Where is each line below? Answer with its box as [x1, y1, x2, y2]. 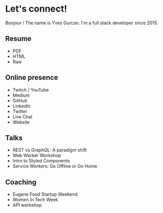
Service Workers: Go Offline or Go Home [12, 163, 97, 169]
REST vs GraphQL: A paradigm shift [12, 147, 87, 153]
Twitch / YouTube [12, 87, 49, 93]
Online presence [5, 73, 59, 82]
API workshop [12, 202, 42, 208]
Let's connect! [5, 3, 67, 15]
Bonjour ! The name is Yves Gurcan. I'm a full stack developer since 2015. [5, 20, 158, 26]
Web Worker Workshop [12, 152, 62, 158]
